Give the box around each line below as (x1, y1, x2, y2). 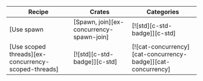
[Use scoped (9, 43, 47, 50)
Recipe (28, 8, 49, 16)
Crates (89, 8, 110, 16)
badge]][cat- (132, 58, 170, 65)
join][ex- (98, 18, 124, 26)
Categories (146, 8, 179, 16)
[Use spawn (9, 25, 44, 34)
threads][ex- (9, 50, 47, 58)
